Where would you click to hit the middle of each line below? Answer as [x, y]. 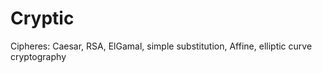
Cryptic [42, 18]
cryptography [38, 56]
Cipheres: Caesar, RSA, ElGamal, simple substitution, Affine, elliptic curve [161, 46]
